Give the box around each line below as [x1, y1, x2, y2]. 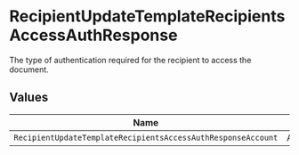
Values [9, 90, 49, 105]
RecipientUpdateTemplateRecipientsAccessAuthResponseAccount [13, 132, 279, 143]
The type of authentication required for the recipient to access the [9, 54, 252, 65]
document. [9, 64, 49, 75]
